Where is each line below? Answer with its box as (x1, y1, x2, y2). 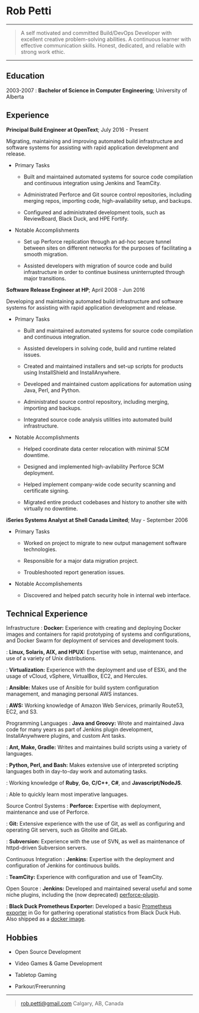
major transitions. (23, 275, 66, 282)
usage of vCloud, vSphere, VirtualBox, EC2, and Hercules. (6, 673, 148, 680)
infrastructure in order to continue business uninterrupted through (23, 268, 185, 275)
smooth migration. (23, 250, 68, 257)
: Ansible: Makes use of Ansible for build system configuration (6, 684, 159, 692)
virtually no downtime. (23, 505, 78, 512)
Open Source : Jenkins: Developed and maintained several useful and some (6, 885, 192, 892)
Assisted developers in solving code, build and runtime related (23, 345, 176, 352)
